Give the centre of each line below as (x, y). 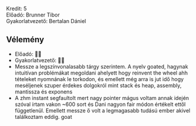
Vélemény (25, 40)
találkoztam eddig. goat (43, 117)
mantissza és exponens (44, 92)
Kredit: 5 (17, 9)
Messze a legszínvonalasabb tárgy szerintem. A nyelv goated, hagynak (101, 66)
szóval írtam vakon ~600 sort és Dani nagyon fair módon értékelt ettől (100, 104)
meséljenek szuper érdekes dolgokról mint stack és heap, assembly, (98, 85)
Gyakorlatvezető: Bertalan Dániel (46, 21)
